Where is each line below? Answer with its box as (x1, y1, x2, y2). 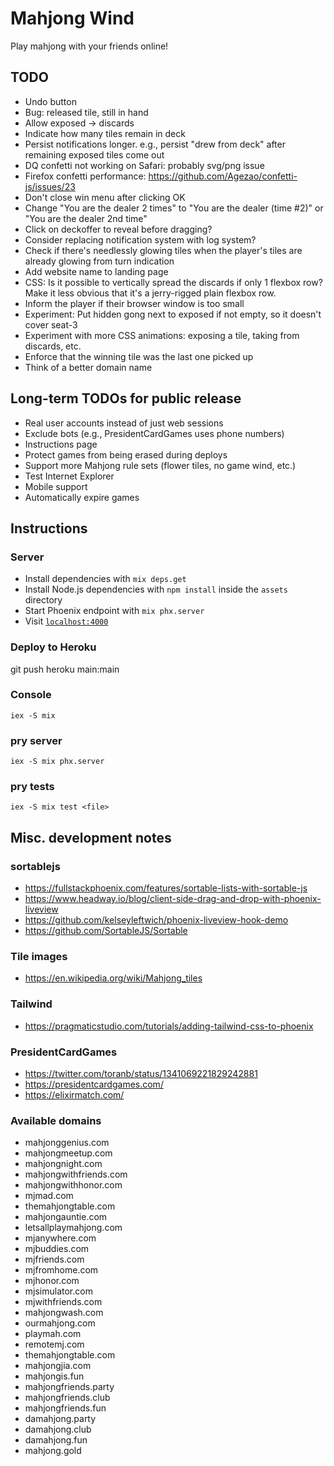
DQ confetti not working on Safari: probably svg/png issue (24, 159, 265, 171)
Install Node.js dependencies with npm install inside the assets (24, 583, 288, 596)
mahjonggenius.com (24, 1137, 110, 1149)
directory (24, 594, 63, 606)
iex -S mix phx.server (10, 757, 105, 767)
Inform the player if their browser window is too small (24, 297, 245, 309)
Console (10, 688, 52, 702)
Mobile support (24, 480, 88, 492)
